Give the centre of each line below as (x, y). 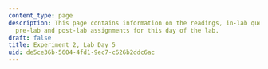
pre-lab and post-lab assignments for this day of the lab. (117, 30)
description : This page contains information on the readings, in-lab (128, 23)
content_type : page (41, 15)
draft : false (30, 38)
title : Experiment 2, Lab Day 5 (62, 45)
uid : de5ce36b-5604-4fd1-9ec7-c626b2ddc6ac (82, 52)
